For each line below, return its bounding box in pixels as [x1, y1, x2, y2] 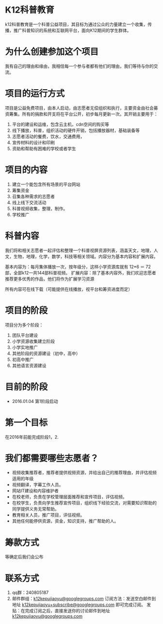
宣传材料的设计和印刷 [12, 139, 55, 145]
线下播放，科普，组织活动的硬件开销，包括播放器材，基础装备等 [12, 127, 140, 133]
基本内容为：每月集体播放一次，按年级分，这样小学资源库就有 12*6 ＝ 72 [5, 264, 151, 270]
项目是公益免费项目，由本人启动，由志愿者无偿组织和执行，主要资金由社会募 [5, 105, 158, 111]
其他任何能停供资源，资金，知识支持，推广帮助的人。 [12, 518, 119, 524]
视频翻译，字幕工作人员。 [12, 482, 64, 488]
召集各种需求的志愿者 [12, 193, 55, 199]
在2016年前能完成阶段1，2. [5, 434, 59, 440]
